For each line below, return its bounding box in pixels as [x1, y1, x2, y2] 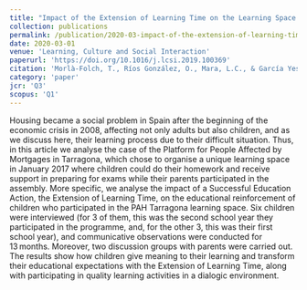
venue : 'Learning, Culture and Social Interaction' [9, 47, 210, 57]
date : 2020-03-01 [9, 38, 76, 48]
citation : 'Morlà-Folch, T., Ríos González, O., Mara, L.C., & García [9, 65, 284, 74]
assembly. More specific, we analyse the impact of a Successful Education [9, 182, 291, 193]
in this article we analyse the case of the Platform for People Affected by [9, 143, 282, 155]
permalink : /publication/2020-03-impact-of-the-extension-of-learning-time [9, 30, 304, 39]
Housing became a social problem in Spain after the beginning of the [9, 115, 269, 126]
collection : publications [9, 22, 108, 31]
